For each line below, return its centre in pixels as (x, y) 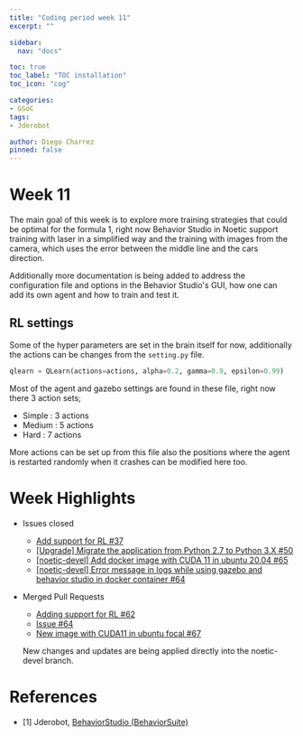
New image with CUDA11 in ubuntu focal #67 (118, 633)
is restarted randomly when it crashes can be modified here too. (129, 461)
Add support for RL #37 (80, 540)
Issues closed (48, 523)
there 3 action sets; (45, 397)
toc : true (28, 67)
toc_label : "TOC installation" (68, 76)
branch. (59, 660)
